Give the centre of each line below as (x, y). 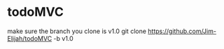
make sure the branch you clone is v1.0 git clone (77, 31)
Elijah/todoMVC (30, 38)
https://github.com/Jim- (182, 31)
